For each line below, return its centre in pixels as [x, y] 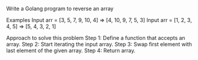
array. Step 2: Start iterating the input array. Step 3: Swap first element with [99, 44]
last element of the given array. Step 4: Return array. [71, 50]
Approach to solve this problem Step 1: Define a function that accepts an [96, 38]
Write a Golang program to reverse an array [60, 9]
